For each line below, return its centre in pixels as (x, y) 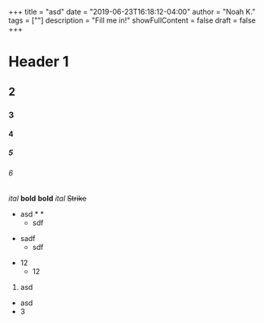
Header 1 (39, 62)
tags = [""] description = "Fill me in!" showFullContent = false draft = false (132, 20)
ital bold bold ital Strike (48, 198)
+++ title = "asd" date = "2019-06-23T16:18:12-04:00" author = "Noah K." (132, 12)
